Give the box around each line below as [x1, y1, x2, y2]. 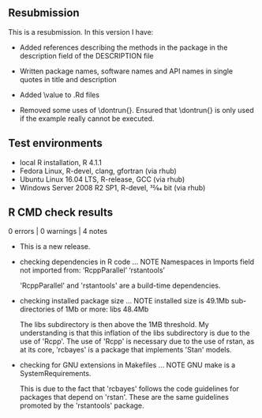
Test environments [8, 137, 103, 150]
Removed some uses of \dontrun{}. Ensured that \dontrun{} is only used [19, 105, 254, 115]
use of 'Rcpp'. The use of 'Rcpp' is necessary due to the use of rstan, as [19, 337, 255, 346]
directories [19, 304, 55, 314]
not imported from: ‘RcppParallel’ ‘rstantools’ [19, 265, 166, 275]
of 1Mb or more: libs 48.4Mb [56, 304, 149, 314]
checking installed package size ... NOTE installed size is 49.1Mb [19, 296, 230, 306]
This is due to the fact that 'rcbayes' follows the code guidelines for [19, 384, 239, 394]
